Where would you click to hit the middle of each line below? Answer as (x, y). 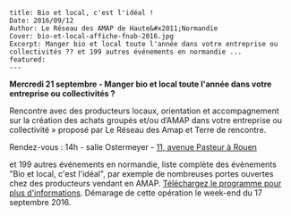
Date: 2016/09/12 (42, 21)
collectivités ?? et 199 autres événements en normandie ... (126, 52)
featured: (28, 60)
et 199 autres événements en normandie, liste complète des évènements (143, 164)
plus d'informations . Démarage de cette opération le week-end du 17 (136, 193)
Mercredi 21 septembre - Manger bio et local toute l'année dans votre (141, 84)
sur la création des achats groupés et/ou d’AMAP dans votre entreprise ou (146, 120)
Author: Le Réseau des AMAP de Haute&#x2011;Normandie (114, 29)
